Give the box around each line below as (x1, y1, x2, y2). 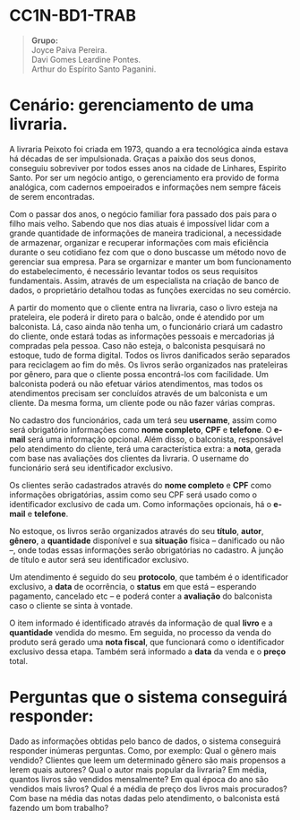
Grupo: (30, 35, 58, 46)
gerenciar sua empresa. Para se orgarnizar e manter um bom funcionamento (9, 256, 292, 267)
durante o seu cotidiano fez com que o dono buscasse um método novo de (9, 246, 287, 257)
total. (9, 655, 29, 666)
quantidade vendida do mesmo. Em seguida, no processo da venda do (9, 626, 271, 637)
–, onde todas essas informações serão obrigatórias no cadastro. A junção (9, 544, 284, 556)
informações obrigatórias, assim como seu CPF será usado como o (9, 489, 258, 500)
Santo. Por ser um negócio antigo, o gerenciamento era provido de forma (9, 172, 279, 183)
